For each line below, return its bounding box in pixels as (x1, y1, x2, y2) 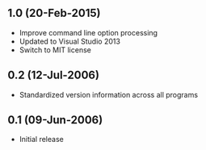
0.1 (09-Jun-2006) (7, 113, 103, 127)
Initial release (19, 135, 64, 144)
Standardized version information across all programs (19, 90, 199, 99)
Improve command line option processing (19, 27, 158, 37)
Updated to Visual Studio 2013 (19, 36, 120, 46)
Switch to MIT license (19, 44, 92, 55)
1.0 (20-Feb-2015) (7, 6, 101, 20)
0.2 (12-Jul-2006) (7, 69, 100, 82)
